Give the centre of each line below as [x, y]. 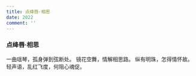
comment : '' [21, 23]
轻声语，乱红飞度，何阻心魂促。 [46, 66]
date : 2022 [20, 17]
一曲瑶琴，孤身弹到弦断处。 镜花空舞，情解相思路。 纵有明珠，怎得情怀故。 [99, 59]
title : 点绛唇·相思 [28, 12]
